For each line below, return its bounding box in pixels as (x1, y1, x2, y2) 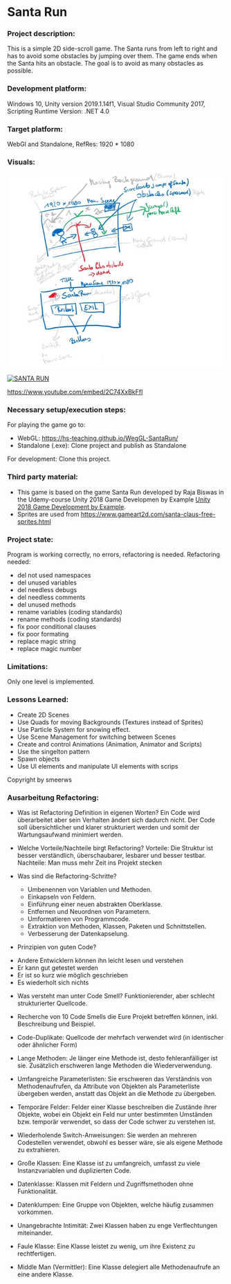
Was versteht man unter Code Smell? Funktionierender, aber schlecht (17, 991, 215, 1000)
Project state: (7, 534, 54, 544)
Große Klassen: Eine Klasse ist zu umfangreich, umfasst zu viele (17, 1159, 201, 1167)
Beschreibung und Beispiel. (17, 1020, 95, 1028)
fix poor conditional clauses (17, 623, 97, 631)
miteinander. (17, 1229, 53, 1237)
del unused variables (17, 578, 77, 587)
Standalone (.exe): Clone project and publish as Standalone (17, 441, 187, 450)
